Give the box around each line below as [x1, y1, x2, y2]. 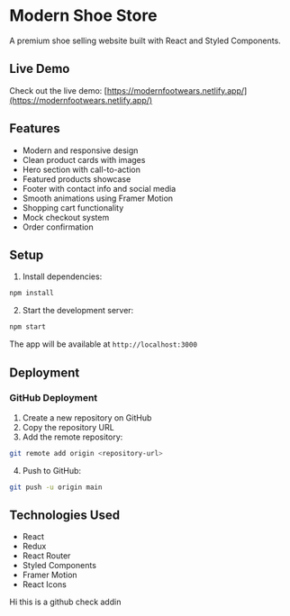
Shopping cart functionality [22, 202, 124, 213]
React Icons [22, 579, 68, 590]
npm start [9, 322, 47, 331]
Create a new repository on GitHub [22, 412, 152, 423]
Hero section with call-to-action [22, 164, 141, 175]
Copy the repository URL [22, 421, 114, 432]
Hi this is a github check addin [9, 596, 122, 608]
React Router [22, 550, 71, 561]
